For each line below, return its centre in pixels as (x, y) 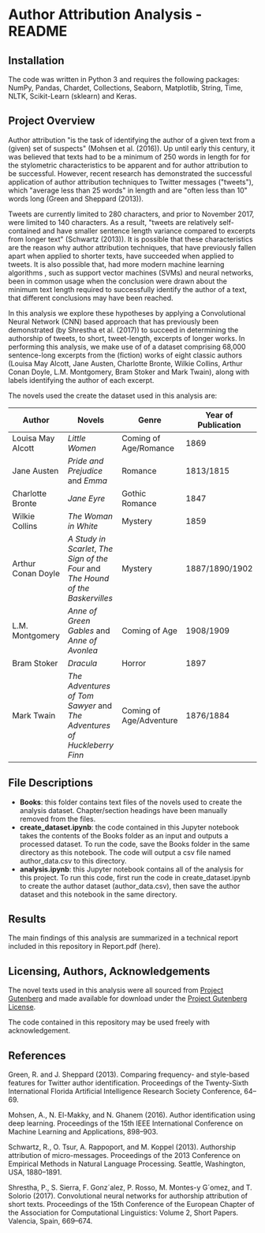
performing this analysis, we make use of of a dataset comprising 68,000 (127, 347)
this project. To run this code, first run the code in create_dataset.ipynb (135, 877)
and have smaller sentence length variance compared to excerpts (149, 230)
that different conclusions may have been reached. (91, 298)
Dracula (82, 663)
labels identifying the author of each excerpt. (81, 380)
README (38, 31)
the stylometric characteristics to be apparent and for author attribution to (128, 165)
